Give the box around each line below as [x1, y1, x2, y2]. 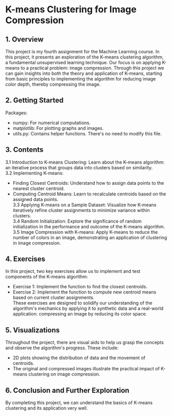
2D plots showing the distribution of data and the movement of [12, 355, 145, 361]
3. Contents [5, 145, 44, 154]
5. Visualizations [5, 326, 60, 334]
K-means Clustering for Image [5, 4, 137, 15]
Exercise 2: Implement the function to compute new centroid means [12, 289, 157, 295]
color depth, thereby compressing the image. [5, 81, 101, 87]
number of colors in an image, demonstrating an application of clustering [12, 234, 167, 241]
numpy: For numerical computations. [12, 120, 91, 126]
